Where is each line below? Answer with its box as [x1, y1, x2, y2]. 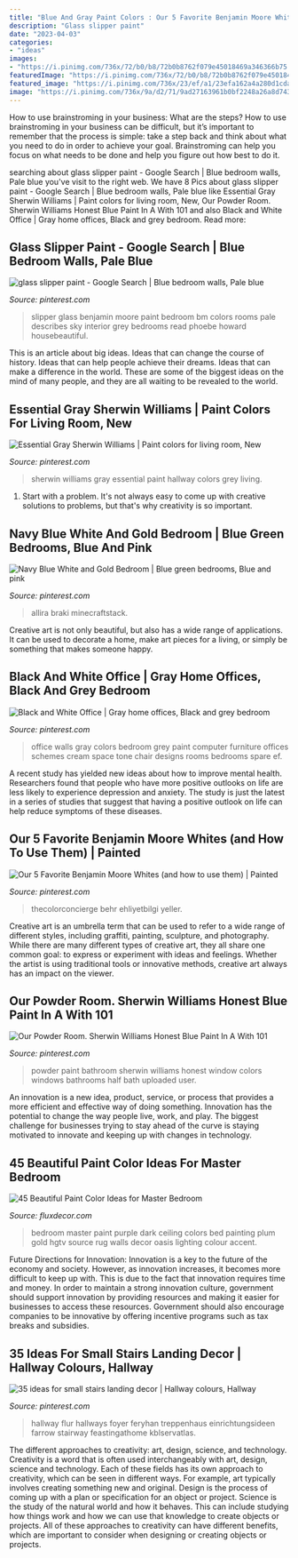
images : [9, 54, 38, 63]
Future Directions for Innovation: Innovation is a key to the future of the [9, 1254, 268, 1265]
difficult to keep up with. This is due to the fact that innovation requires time [9, 1273, 286, 1284]
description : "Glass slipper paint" [9, 21, 145, 30]
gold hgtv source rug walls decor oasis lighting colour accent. [30, 1237, 257, 1248]
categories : [9, 37, 53, 47]
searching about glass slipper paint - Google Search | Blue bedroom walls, [9, 166, 281, 178]
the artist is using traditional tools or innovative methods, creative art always [9, 958, 288, 969]
